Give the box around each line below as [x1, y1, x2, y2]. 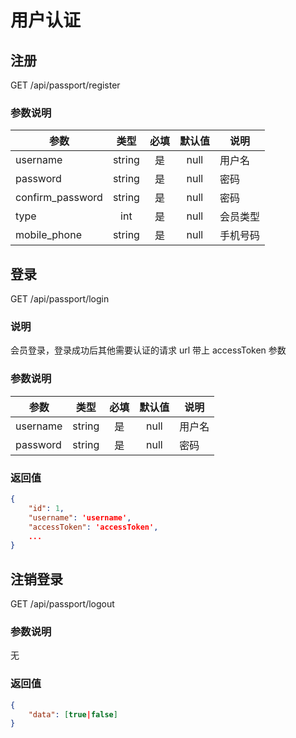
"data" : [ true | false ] [28, 709, 118, 720]
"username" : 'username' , [28, 512, 132, 523]
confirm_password [15, 191, 103, 205]
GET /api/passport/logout [10, 598, 115, 610]
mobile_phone [15, 228, 82, 242]
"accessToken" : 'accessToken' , [28, 522, 159, 532]
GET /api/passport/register [10, 79, 121, 91]
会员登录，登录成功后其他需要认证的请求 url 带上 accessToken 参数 [10, 344, 287, 356]
